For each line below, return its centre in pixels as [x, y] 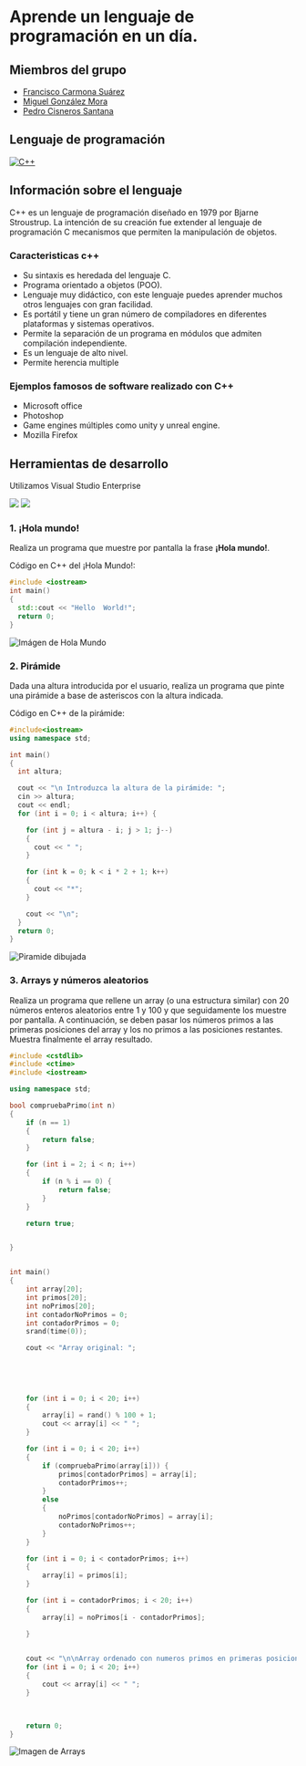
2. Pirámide [35, 666]
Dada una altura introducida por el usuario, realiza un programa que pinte [147, 685]
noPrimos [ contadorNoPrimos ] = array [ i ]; [136, 1517]
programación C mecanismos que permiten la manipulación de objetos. [143, 232]
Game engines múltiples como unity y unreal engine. [121, 425]
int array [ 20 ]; [55, 1289]
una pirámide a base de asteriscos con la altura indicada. [117, 695]
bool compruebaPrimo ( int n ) [63, 1106]
